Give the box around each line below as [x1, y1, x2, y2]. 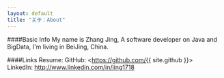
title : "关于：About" [7, 16, 66, 23]
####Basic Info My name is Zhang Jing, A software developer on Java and [7, 35, 217, 43]
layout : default [7, 10, 53, 17]
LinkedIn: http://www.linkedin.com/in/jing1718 [7, 63, 135, 71]
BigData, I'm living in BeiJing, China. [7, 42, 109, 51]
